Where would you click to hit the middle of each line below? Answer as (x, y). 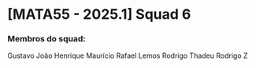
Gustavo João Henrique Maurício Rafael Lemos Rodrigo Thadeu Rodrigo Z (128, 55)
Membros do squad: (46, 39)
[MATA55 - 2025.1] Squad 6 (99, 14)
